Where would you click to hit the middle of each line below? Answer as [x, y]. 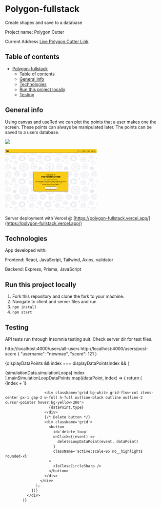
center [12, 397]
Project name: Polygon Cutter [35, 32]
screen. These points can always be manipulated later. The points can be [79, 127]
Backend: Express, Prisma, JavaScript [43, 269]
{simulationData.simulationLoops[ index [45, 373]
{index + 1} [16, 383]
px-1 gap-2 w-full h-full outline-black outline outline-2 [81, 397]
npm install [24, 307]
